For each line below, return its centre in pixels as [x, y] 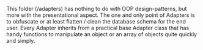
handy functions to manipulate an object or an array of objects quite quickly [102, 34]
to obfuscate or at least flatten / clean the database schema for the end [96, 21]
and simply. [21, 41]
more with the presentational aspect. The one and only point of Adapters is [101, 15]
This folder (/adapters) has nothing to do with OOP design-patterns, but [97, 9]
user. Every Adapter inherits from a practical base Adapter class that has [98, 28]
